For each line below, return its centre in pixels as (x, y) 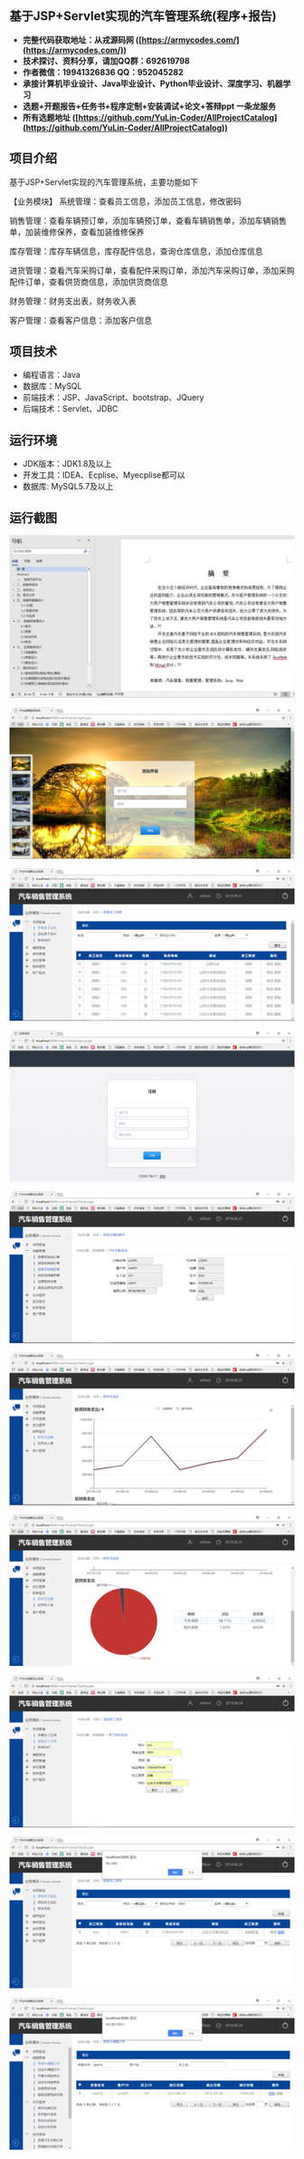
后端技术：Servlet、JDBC (70, 409)
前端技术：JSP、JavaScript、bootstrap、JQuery (113, 398)
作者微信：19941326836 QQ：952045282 (103, 72)
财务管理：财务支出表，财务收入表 (73, 301)
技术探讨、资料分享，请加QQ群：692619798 (106, 61)
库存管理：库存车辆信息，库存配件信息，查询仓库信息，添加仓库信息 (136, 251)
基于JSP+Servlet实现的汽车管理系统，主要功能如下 (104, 182)
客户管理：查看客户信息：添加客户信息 (81, 320)
